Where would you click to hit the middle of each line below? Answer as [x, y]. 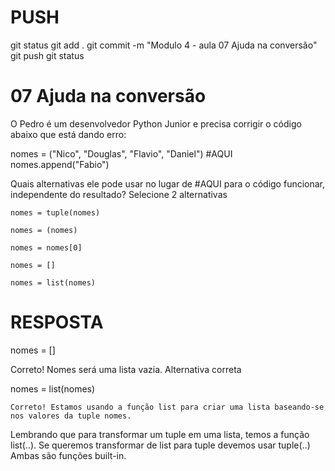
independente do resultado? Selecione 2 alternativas [119, 194]
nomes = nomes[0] [46, 247]
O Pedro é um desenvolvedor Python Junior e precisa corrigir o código [156, 123]
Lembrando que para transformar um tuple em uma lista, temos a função [160, 434]
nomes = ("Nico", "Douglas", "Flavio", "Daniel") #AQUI [121, 153]
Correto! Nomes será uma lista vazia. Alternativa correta [126, 369]
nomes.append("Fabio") [60, 164]
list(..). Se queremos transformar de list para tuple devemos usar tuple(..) [160, 445]
